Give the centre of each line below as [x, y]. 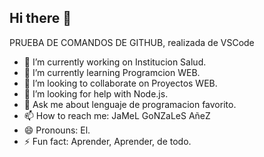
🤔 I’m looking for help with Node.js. [96, 93]
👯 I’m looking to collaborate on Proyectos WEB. [120, 83]
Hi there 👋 [40, 18]
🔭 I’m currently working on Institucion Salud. [115, 62]
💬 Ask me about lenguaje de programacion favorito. [130, 104]
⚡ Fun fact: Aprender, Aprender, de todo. [107, 141]
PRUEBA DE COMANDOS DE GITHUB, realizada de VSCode [132, 42]
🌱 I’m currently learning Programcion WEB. [112, 72]
